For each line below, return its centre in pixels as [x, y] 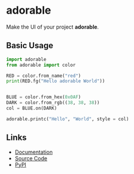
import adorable [26, 59]
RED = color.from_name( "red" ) [44, 76]
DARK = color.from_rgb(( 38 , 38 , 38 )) [53, 103]
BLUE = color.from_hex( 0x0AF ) [44, 97]
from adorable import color [41, 65]
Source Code [31, 158]
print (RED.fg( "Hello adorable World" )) [56, 81]
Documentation [34, 152]
